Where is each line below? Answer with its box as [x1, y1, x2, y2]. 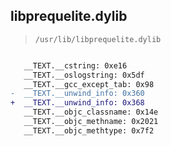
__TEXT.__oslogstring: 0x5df [23, 70, 145, 80]
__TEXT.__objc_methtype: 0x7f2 [23, 125, 155, 136]
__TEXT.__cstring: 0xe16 [23, 60, 128, 71]
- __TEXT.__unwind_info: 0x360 [10, 89, 145, 99]
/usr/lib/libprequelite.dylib [34, 34, 162, 44]
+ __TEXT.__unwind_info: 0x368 [10, 98, 145, 108]
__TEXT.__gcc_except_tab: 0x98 [23, 79, 155, 89]
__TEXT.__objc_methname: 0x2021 [23, 117, 159, 127]
